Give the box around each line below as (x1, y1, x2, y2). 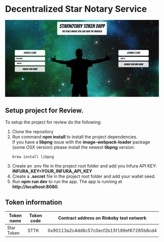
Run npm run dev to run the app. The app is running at (12, 179, 122, 185)
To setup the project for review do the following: (5, 119, 102, 125)
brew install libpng (12, 154, 54, 160)
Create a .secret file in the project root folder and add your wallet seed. (12, 173, 156, 179)
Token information (5, 198, 62, 206)
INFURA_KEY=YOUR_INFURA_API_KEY (12, 168, 93, 174)
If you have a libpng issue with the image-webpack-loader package (12, 139, 150, 145)
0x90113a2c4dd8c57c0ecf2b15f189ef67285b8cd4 (47, 227, 157, 233)
